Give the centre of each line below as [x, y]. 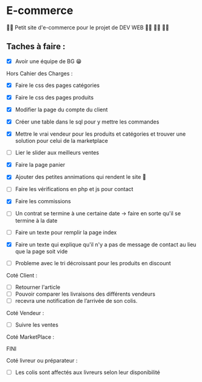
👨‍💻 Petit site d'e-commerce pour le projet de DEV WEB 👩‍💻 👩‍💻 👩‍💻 [88, 27]
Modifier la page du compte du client [61, 109]
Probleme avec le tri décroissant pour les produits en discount [93, 263]
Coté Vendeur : [25, 313]
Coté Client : [22, 275]
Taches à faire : [36, 47]
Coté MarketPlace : [30, 337]
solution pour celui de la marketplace [61, 141]
